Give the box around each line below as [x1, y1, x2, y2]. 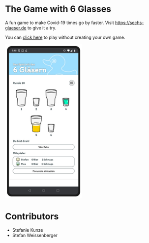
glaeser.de [5, 25, 27, 30]
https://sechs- [115, 20, 144, 26]
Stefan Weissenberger [12, 232, 58, 238]
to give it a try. [27, 25, 57, 30]
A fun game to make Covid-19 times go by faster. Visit [5, 20, 114, 26]
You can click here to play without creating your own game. [5, 34, 125, 40]
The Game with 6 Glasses [5, 3, 112, 15]
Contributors [5, 211, 59, 222]
